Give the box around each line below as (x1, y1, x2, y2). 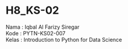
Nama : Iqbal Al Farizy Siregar (5, 23, 80, 30)
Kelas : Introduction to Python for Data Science (5, 36, 123, 43)
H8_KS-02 (5, 4, 60, 17)
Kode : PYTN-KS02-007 (5, 29, 66, 36)
